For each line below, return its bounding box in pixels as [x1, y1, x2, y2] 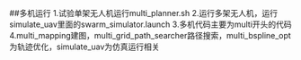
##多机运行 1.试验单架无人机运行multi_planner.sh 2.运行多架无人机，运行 [9, 8, 279, 18]
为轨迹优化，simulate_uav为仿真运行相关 [9, 41, 160, 52]
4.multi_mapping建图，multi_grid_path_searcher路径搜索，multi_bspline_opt [9, 30, 292, 40]
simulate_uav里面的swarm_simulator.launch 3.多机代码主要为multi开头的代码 [9, 19, 292, 30]
